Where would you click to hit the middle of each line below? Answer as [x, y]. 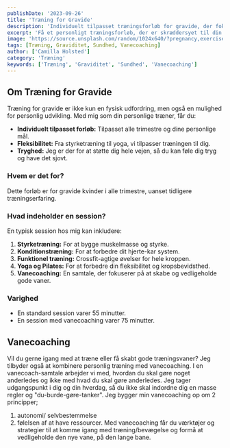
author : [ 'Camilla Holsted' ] [49, 52]
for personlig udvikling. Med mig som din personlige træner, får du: [102, 116]
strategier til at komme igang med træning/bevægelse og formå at [110, 430]
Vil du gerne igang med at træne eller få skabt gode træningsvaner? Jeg [109, 359]
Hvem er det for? [36, 176]
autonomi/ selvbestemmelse [57, 416]
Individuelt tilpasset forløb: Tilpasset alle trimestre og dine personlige [116, 129]
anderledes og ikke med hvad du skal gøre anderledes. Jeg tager [99, 380]
